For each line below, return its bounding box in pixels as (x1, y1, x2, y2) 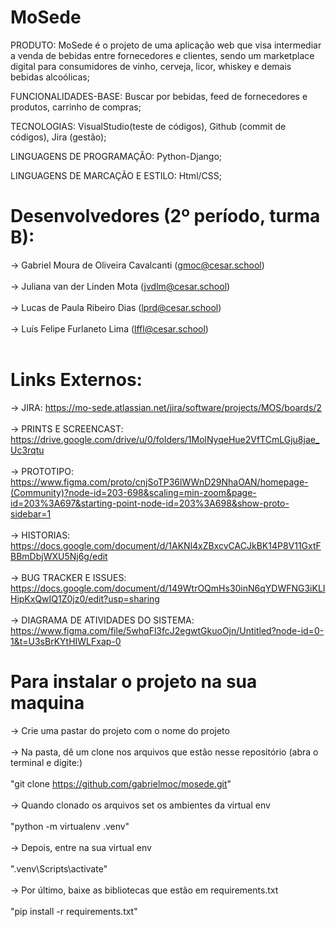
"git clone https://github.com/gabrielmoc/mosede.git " (10, 777, 232, 790)
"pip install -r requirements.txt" (10, 905, 138, 917)
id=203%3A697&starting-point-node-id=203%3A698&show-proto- (10, 497, 290, 509)
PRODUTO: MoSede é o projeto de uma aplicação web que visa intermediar (10, 39, 322, 51)
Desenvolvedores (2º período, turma (10, 205, 321, 228)
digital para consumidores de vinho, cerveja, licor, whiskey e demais (10, 60, 292, 72)
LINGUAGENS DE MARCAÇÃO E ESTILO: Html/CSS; (10, 169, 222, 181)
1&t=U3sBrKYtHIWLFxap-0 (10, 635, 122, 647)
